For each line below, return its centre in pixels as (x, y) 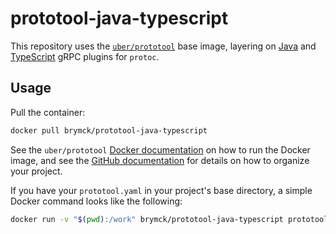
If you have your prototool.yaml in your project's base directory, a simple (161, 190)
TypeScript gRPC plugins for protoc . (85, 56)
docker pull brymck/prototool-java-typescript (109, 130)
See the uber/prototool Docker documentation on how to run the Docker (160, 149)
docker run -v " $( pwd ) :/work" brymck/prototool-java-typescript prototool (169, 219)
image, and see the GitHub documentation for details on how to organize (160, 160)
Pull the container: (48, 112)
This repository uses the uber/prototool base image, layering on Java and (163, 46)
